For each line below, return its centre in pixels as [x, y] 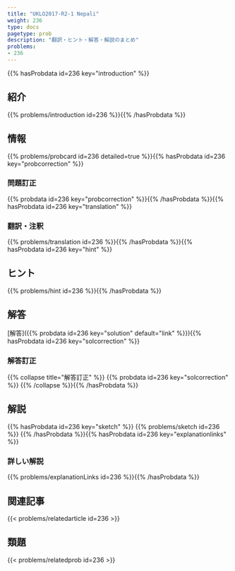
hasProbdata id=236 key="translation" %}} [70, 206]
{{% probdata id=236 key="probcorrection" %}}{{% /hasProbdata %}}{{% [116, 199]
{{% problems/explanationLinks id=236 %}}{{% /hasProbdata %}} [103, 477]
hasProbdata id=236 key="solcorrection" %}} [73, 341]
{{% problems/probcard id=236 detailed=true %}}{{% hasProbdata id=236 [116, 156]
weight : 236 [25, 20]
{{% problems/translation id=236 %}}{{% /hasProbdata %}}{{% [100, 242]
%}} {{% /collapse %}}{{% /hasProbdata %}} [73, 385]
